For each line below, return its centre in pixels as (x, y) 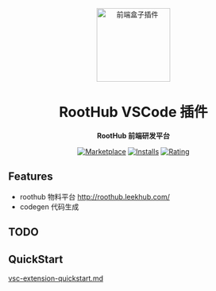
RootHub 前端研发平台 (133, 135)
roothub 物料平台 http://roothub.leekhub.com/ (95, 196)
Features (31, 177)
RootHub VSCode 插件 (133, 113)
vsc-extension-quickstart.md (56, 278)
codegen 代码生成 (49, 207)
